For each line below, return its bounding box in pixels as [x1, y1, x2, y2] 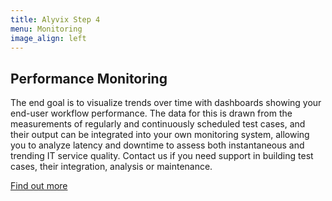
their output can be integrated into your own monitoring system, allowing [10, 129, 310, 141]
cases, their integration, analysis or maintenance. [10, 161, 213, 173]
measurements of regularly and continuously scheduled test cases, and [10, 118, 306, 130]
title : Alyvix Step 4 [10, 14, 101, 25]
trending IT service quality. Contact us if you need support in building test [10, 150, 314, 162]
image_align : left [10, 33, 87, 43]
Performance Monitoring [10, 70, 168, 87]
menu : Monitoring [10, 24, 83, 34]
